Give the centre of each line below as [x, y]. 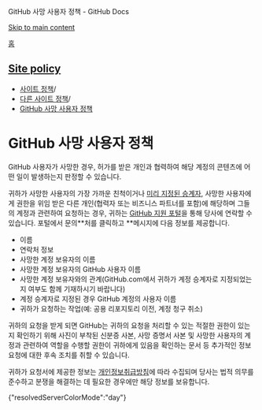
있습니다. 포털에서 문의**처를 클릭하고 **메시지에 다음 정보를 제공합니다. [119, 222]
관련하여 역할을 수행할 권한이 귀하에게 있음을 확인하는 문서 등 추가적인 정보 [137, 345]
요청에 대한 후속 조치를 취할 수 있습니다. [69, 355]
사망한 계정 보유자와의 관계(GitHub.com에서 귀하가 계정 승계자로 [119, 279]
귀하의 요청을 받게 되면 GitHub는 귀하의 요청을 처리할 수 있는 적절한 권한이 [122, 325]
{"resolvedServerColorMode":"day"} [67, 397]
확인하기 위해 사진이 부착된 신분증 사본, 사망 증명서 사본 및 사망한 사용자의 [129, 335]
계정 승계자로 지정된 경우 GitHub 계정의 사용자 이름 [98, 299]
